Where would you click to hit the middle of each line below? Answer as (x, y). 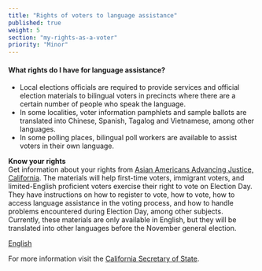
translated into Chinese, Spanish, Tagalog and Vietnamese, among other (137, 121)
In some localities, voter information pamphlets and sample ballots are (133, 113)
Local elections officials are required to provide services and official (129, 87)
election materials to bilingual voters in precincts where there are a (127, 96)
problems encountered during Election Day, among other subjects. (116, 212)
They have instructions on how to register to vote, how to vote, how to (122, 195)
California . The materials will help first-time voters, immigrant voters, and (126, 178)
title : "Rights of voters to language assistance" (93, 15)
